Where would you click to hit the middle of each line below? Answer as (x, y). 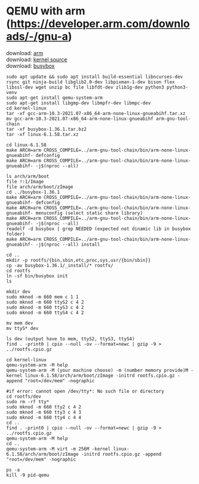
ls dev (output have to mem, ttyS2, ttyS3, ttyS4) (71, 339)
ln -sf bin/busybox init (37, 276)
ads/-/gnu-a (37, 37)
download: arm (25, 53)
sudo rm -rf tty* (28, 402)
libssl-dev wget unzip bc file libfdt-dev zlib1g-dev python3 (85, 87)
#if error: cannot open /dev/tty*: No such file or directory (85, 391)
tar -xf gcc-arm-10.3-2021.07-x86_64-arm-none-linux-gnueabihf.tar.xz (96, 113)
